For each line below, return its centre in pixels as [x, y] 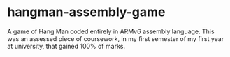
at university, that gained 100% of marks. [66, 46]
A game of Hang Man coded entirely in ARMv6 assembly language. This [111, 31]
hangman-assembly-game [86, 12]
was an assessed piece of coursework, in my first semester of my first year [116, 38]
